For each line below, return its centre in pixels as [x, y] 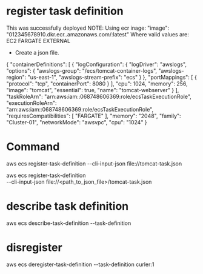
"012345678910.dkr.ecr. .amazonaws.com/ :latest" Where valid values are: [98, 34]
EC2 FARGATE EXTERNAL [38, 41]
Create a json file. [37, 52]
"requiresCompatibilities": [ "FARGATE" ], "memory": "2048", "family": [94, 116]
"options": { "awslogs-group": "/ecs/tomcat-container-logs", [82, 70]
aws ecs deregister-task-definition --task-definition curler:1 [80, 264]
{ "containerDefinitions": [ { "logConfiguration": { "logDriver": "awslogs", [96, 64]
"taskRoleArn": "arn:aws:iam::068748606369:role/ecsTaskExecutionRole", [99, 96]
